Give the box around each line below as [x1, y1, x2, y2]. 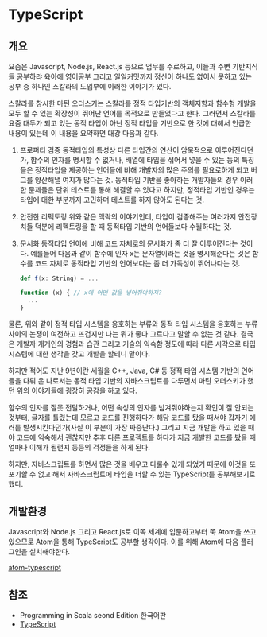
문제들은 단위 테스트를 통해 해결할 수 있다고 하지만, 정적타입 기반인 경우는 [28, 185, 256, 194]
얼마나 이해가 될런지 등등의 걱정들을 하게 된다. [8, 442, 151, 452]
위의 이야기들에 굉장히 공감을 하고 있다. [16, 386, 137, 395]
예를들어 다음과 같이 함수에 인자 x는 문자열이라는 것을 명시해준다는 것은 [30, 249, 251, 258]
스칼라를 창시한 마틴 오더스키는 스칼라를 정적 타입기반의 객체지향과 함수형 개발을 [8, 99, 257, 108]
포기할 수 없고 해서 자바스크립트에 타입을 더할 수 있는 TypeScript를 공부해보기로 [8, 469, 256, 479]
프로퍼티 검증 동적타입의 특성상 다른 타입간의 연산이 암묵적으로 [19, 146, 213, 154]
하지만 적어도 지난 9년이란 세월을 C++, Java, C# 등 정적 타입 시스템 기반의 [8, 366, 240, 375]
